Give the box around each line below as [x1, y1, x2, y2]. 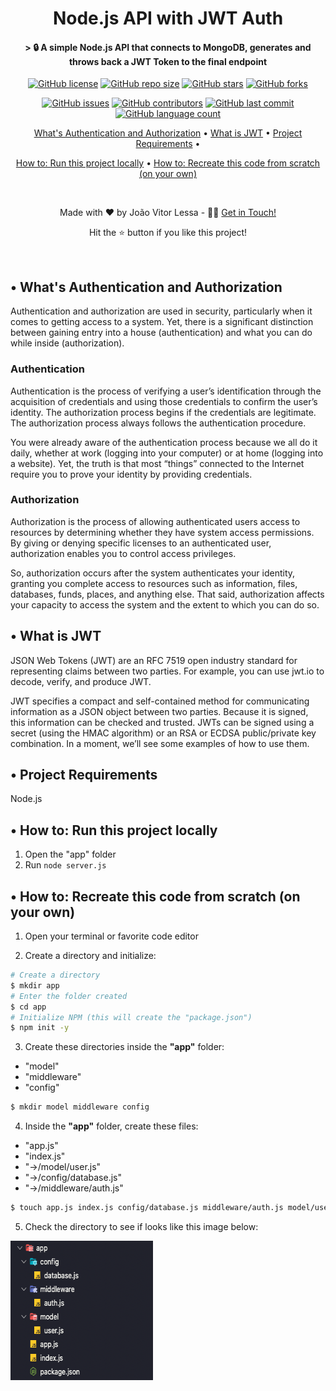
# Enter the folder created [10, 991, 128, 1001]
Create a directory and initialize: [24, 950, 157, 962]
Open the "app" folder [24, 848, 117, 861]
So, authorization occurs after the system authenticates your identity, [10, 567, 296, 579]
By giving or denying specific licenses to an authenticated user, [10, 537, 272, 549]
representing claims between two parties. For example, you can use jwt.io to [10, 665, 325, 677]
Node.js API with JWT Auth [52, 7, 284, 30]
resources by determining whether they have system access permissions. [10, 526, 315, 538]
